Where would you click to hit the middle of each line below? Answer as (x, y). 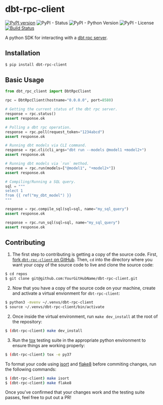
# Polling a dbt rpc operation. (38, 127)
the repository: (27, 321)
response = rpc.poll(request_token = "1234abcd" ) (55, 132)
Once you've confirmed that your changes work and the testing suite (75, 392)
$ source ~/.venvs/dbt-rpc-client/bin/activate (55, 307)
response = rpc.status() (31, 114)
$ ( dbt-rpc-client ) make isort (37, 378)
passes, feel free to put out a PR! (38, 398)
